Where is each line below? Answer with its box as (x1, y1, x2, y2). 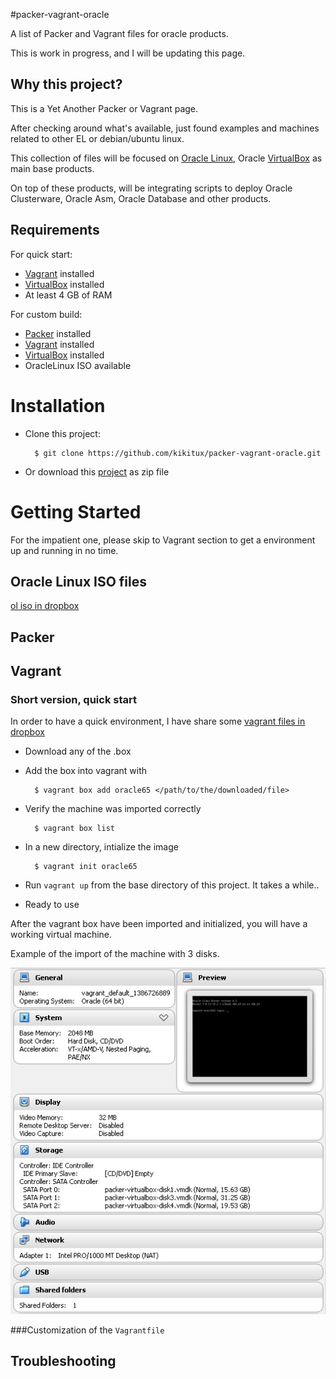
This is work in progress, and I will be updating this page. (10, 47, 246, 59)
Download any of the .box (24, 745, 132, 758)
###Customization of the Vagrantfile (10, 1324, 165, 1336)
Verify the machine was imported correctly (24, 803, 202, 815)
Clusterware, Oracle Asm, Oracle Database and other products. (10, 192, 272, 204)
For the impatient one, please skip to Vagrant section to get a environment (10, 534, 316, 546)
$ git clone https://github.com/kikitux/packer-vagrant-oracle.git (34, 448, 322, 458)
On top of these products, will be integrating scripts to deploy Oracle (10, 182, 293, 194)
